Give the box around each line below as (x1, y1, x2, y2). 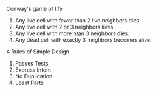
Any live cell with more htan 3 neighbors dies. (15, 30, 129, 37)
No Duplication (15, 73, 53, 79)
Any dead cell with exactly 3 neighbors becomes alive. (15, 36, 152, 43)
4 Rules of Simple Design (6, 48, 70, 55)
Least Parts (15, 79, 44, 86)
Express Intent (15, 66, 52, 73)
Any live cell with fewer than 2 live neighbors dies (15, 17, 140, 24)
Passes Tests (15, 60, 49, 67)
